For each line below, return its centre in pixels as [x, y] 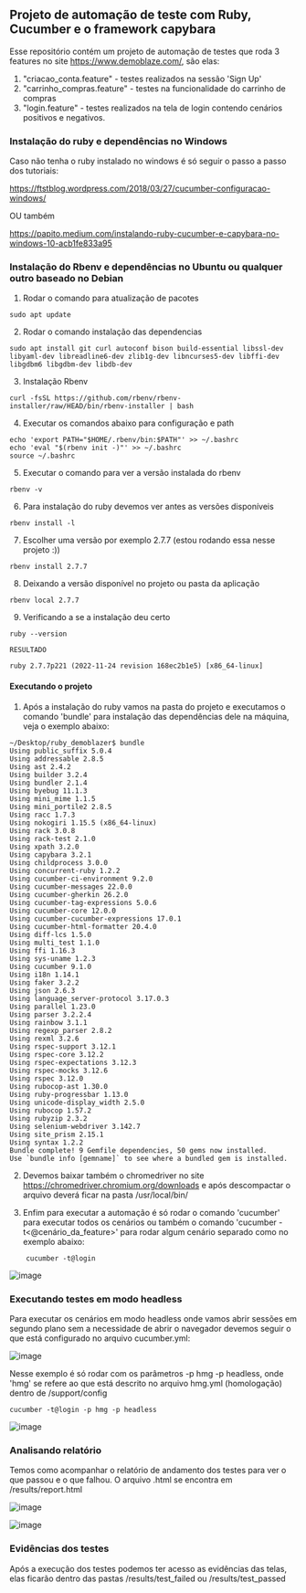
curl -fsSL [30, 398]
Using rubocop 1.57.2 [51, 1110]
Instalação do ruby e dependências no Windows [119, 141]
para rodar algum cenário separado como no [205, 1231]
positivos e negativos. [64, 117]
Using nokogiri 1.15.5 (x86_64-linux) [83, 823]
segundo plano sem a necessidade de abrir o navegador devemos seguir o [150, 1328]
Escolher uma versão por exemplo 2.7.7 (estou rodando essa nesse [149, 540]
